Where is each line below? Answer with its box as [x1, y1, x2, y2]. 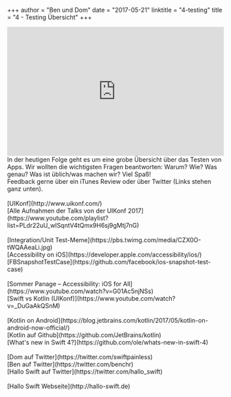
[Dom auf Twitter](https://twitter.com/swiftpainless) [7, 353, 153, 361]
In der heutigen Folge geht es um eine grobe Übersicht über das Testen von [7, 155, 222, 164]
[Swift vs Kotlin [7, 294, 50, 302]
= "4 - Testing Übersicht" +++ [7, 13, 92, 21]
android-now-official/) [7, 323, 70, 332]
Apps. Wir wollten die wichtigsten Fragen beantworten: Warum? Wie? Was [7, 163, 218, 171]
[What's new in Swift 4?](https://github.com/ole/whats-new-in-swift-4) [7, 339, 208, 346]
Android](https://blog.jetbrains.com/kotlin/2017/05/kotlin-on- [35, 316, 208, 324]
